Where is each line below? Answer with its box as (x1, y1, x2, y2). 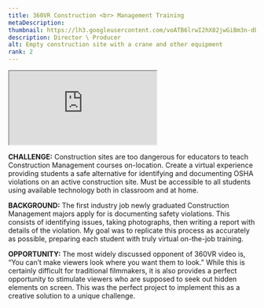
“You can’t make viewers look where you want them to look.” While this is (8, 258, 245, 267)
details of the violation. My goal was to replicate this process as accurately (8, 225, 250, 235)
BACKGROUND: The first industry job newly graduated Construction (8, 201, 229, 210)
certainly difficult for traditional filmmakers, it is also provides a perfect (8, 266, 237, 275)
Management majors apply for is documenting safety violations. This (8, 209, 230, 218)
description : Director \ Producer (8, 33, 122, 42)
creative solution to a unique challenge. (8, 291, 136, 300)
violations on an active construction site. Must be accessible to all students (8, 178, 251, 186)
